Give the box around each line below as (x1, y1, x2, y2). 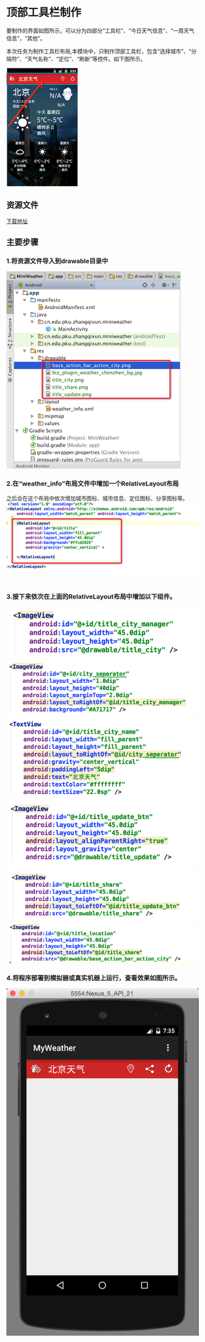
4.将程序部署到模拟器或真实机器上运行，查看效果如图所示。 (6, 974, 181, 982)
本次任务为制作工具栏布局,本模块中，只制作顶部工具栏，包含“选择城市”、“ (6, 47, 192, 55)
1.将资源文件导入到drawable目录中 (6, 257, 109, 266)
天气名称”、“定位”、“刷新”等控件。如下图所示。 (27, 55, 146, 62)
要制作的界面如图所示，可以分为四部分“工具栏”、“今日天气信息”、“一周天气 (6, 27, 195, 34)
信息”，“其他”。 (6, 34, 46, 42)
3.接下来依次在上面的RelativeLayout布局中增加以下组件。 (6, 592, 176, 600)
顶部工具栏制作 (6, 5, 82, 20)
